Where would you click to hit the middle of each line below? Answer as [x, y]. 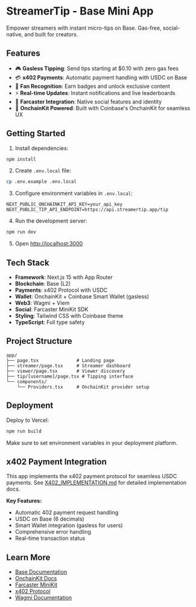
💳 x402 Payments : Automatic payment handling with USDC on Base [101, 77]
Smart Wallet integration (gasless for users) [69, 525]
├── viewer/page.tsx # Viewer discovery [66, 371]
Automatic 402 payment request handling [67, 513]
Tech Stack [28, 262]
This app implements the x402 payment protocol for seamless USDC [92, 476]
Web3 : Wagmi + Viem [42, 303]
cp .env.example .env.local [42, 182]
